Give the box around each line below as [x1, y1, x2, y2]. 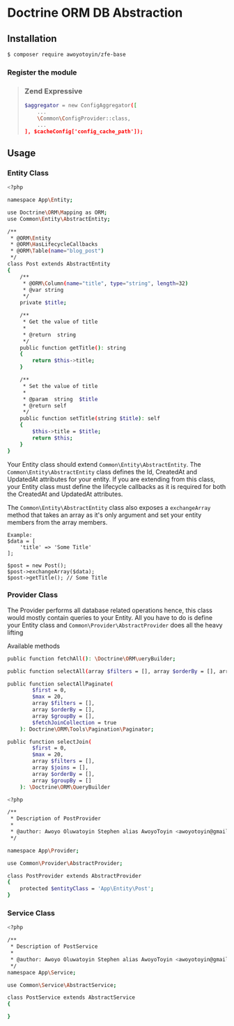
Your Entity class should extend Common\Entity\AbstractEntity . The [7, 460, 201, 468]
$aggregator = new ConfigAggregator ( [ [24, 102, 137, 109]
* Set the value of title [22, 382, 98, 389]
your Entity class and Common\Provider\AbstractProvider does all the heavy [7, 621, 223, 629]
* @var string [22, 286, 64, 293]
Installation [7, 33, 57, 45]
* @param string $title [22, 396, 98, 403]
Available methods [7, 642, 61, 650]
